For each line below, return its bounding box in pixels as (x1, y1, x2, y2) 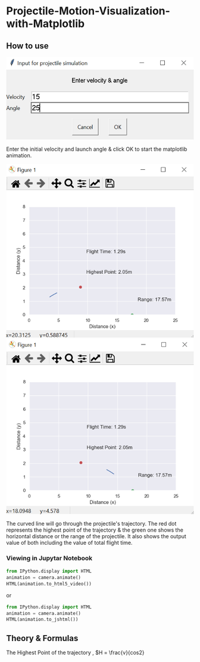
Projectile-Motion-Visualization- (6, 4, 171, 18)
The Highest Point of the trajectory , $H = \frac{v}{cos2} (6, 649, 145, 656)
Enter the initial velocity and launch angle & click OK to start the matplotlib (6, 145, 187, 152)
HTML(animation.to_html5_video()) (6, 581, 92, 587)
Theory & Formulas (6, 633, 79, 643)
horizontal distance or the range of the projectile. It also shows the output (6, 532, 186, 539)
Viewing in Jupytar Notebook (6, 554, 93, 562)
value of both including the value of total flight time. (6, 539, 133, 546)
